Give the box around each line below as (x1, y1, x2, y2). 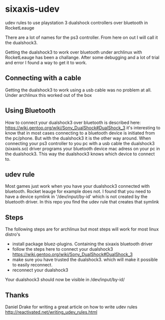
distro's (5, 232, 21, 237)
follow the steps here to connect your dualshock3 (12, 246, 113, 252)
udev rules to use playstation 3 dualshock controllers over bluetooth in (5, 20, 148, 26)
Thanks (5, 291, 29, 299)
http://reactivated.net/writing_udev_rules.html (5, 309, 98, 315)
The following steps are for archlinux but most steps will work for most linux (5, 226, 159, 232)
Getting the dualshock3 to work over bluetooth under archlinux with (5, 49, 142, 55)
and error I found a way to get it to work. (5, 59, 87, 65)
